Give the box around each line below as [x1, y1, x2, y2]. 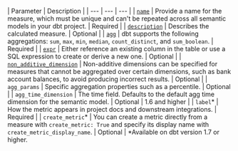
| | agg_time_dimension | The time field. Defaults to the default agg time [7, 90, 215, 98]
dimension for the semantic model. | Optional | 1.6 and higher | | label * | [7, 98, 219, 106]
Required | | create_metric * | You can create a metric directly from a [7, 113, 208, 121]
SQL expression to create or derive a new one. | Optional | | [7, 52, 182, 61]
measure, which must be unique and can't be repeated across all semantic [7, 14, 227, 23]
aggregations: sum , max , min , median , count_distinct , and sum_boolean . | [7, 37, 214, 46]
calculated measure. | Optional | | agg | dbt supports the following [7, 29, 200, 38]
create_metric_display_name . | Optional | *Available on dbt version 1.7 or [7, 128, 219, 136]
